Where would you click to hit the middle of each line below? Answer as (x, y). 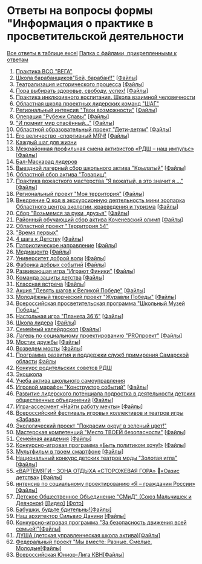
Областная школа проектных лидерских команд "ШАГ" (87, 103)
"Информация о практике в (80, 23)
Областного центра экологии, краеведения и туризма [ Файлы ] (97, 206)
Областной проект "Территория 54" (62, 226)
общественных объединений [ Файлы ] (64, 400)
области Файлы (36, 361)
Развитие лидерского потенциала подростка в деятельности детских (106, 393)
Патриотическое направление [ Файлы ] (66, 245)
